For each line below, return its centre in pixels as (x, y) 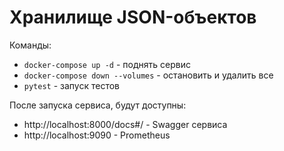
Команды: (30, 45)
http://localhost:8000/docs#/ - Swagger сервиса (125, 124)
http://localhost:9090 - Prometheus (97, 135)
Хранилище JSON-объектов (133, 17)
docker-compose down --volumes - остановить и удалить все (148, 75)
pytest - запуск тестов (72, 85)
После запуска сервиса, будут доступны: (98, 105)
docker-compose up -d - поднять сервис (107, 64)
